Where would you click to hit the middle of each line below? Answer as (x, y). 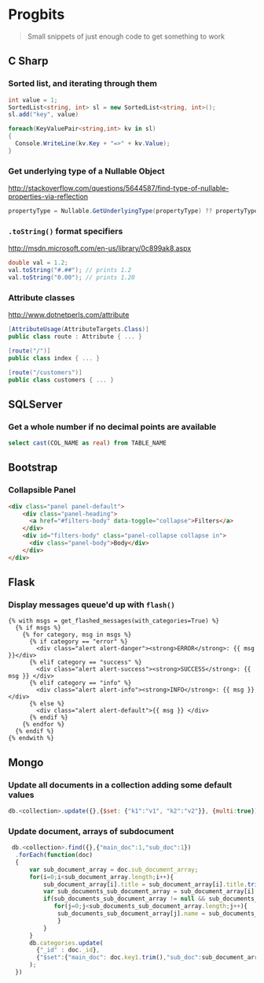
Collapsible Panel (42, 490)
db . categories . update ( (66, 943)
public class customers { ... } (61, 380)
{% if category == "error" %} (78, 642)
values (21, 795)
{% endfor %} (44, 724)
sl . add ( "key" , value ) (44, 115)
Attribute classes (42, 297)
